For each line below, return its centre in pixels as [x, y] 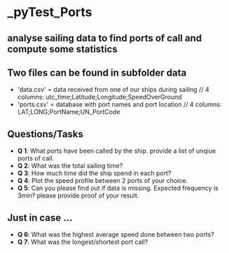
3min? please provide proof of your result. [78, 196]
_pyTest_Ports [50, 12]
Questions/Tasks [46, 134]
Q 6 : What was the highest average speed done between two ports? [116, 235]
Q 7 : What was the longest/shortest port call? [83, 242]
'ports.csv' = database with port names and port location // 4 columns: [119, 104]
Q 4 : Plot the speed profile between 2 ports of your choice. [102, 181]
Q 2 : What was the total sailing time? [70, 166]
